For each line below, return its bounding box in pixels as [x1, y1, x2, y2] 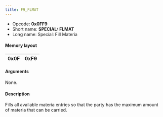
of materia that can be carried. [5, 107, 68, 113]
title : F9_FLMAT [5, 7, 39, 12]
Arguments [5, 69, 29, 75]
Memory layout [5, 42, 37, 48]
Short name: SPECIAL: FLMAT [12, 26, 75, 32]
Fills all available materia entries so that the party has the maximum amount [5, 102, 159, 108]
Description [5, 91, 30, 97]
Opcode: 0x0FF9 [12, 21, 48, 27]
